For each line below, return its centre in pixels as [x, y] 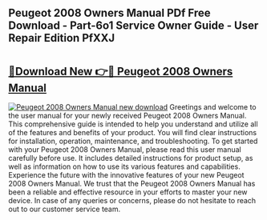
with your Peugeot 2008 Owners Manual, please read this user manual [125, 150]
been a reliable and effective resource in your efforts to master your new [128, 192]
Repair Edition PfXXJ [62, 38]
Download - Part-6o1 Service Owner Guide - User [133, 26]
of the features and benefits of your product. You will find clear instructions [133, 132]
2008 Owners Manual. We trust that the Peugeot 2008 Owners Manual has [132, 184]
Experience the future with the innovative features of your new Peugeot [126, 175]
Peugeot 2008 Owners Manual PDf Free [109, 13]
